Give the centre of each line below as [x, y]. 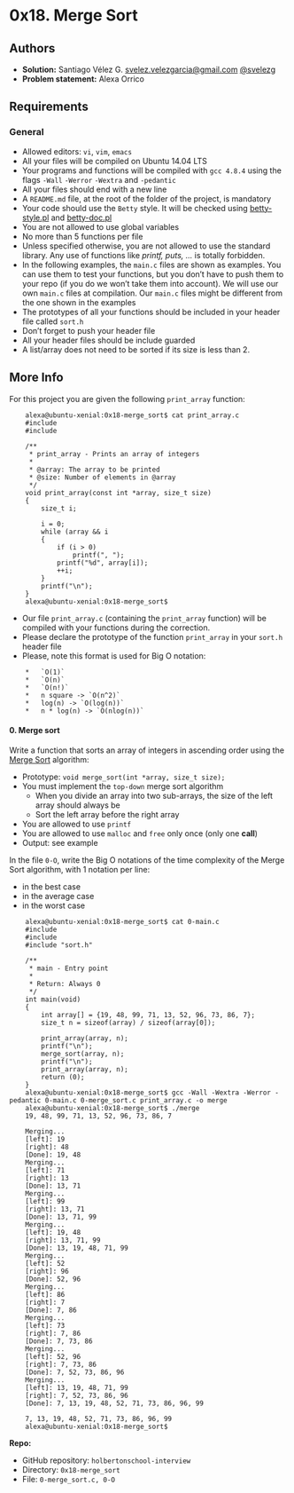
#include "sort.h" [59, 945]
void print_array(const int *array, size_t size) [119, 493]
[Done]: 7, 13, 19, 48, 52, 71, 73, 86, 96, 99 [114, 1403]
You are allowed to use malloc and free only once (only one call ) [140, 833]
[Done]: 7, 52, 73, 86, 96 [75, 1372]
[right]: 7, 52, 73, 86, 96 [77, 1395]
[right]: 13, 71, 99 [63, 1240]
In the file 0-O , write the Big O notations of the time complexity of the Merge [147, 860]
